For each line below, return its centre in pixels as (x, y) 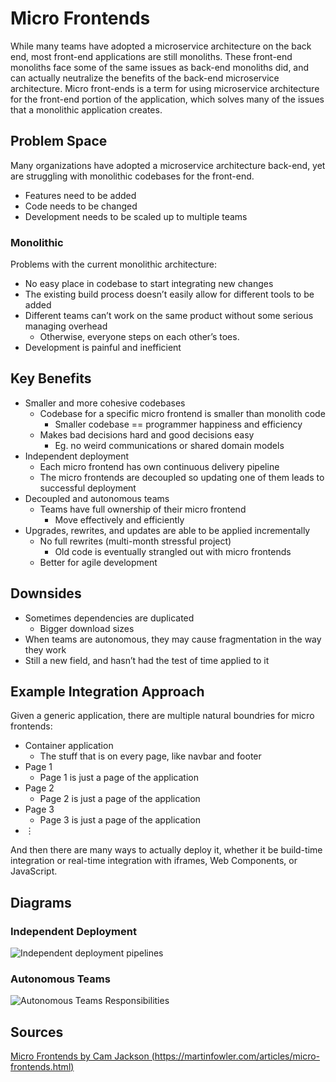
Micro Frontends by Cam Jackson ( (82, 1056)
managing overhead (66, 326)
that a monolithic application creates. (86, 109)
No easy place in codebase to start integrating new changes (149, 284)
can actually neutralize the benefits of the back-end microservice (145, 78)
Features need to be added (80, 195)
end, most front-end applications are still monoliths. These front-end (151, 56)
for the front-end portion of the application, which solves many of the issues (167, 99)
